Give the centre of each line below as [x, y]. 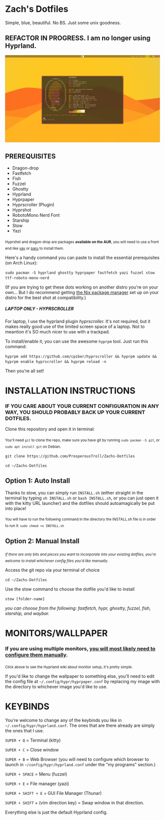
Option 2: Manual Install [42, 541]
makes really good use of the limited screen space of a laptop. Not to [75, 327]
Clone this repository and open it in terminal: [50, 429]
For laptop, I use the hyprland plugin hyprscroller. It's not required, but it [78, 321]
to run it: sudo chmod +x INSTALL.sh [35, 526]
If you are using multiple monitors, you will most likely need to [80, 649]
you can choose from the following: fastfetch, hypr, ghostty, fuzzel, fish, [78, 608]
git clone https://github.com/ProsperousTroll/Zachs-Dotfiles [70, 456]
